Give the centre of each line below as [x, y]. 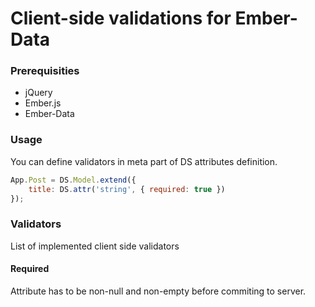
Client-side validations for [121, 18]
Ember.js [43, 103]
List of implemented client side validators [95, 246]
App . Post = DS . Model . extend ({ [73, 180]
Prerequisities [45, 71]
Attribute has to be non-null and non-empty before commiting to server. [158, 291]
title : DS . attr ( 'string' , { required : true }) [127, 189]
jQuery [38, 93]
